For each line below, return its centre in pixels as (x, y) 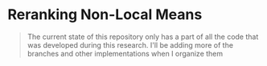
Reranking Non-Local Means (105, 15)
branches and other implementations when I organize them (125, 53)
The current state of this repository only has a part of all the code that (143, 37)
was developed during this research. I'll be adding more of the (130, 45)
